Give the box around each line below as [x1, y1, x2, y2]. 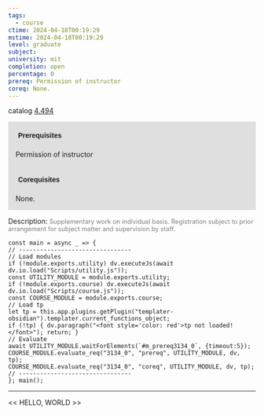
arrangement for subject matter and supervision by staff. [8, 225, 176, 233]
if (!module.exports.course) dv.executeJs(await [8, 281, 170, 288]
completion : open [8, 63, 65, 71]
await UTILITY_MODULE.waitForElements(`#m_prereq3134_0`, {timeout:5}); [8, 343, 251, 351]
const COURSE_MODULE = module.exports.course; [8, 294, 163, 303]
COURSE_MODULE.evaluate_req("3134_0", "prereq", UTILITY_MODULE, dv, [8, 349, 241, 358]
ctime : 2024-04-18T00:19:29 [8, 26, 101, 34]
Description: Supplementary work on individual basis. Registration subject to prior [8, 217, 254, 226]
